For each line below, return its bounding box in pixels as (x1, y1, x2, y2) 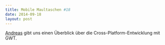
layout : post (5, 16, 33, 21)
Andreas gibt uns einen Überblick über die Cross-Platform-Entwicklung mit (5, 30, 160, 36)
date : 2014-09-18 (5, 12, 42, 17)
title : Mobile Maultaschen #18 (5, 7, 71, 12)
